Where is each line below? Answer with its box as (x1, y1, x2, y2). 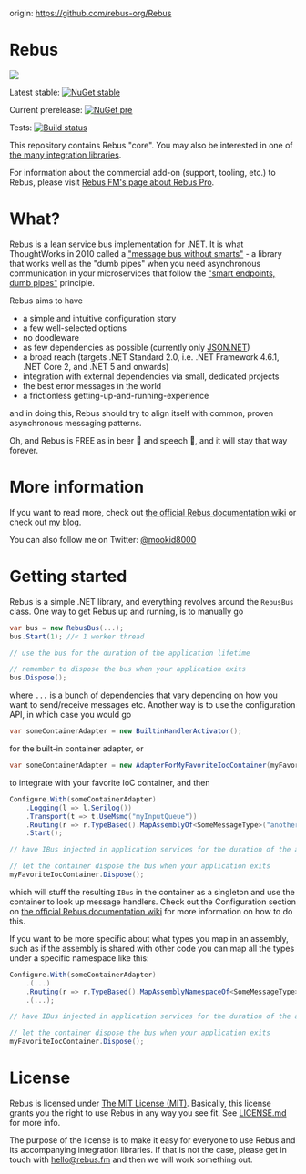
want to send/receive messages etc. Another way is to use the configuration (9, 699, 296, 710)
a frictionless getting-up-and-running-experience (22, 390, 209, 401)
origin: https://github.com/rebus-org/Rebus (9, 8, 172, 18)
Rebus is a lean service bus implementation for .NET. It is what (9, 239, 244, 250)
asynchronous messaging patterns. (9, 417, 143, 428)
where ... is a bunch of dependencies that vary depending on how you (9, 689, 278, 700)
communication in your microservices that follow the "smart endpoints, (9, 268, 276, 279)
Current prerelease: (9, 104, 84, 115)
